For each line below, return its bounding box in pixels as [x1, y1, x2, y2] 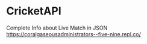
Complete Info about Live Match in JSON [6, 24, 108, 31]
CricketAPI [6, 4, 61, 18]
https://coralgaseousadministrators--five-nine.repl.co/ [6, 30, 142, 37]
